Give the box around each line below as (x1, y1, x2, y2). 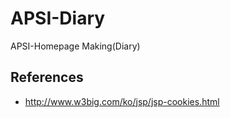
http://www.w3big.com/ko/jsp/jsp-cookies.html (24, 95, 220, 107)
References (10, 69, 84, 86)
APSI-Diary (10, 7, 106, 30)
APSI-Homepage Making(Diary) (10, 40, 141, 52)
